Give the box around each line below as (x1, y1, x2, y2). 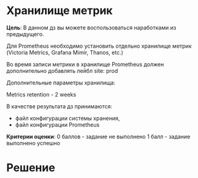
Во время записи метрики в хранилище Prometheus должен (6, 61, 164, 68)
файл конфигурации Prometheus (15, 121, 100, 128)
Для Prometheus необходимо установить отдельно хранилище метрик (6, 42, 192, 50)
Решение (6, 161, 55, 175)
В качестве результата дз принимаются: (6, 102, 112, 110)
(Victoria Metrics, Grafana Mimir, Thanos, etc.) (6, 48, 124, 56)
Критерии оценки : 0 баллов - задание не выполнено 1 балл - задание (6, 133, 191, 140)
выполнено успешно (6, 139, 60, 147)
